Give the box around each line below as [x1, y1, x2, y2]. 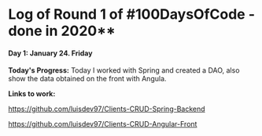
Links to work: [8, 89, 56, 98]
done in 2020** [8, 22, 116, 40]
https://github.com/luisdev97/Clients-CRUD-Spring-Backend [8, 104, 206, 114]
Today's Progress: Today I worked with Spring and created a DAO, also [8, 66, 240, 75]
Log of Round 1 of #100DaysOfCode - [8, 5, 256, 23]
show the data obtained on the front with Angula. [8, 74, 167, 84]
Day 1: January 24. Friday [8, 48, 93, 58]
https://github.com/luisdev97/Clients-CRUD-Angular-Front [8, 120, 197, 129]
